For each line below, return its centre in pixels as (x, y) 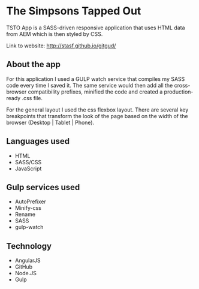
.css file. (32, 98)
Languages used (38, 141)
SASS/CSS (28, 162)
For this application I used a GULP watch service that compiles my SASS (96, 79)
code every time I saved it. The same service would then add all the (90, 85)
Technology (29, 246)
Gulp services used (43, 187)
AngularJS (28, 261)
